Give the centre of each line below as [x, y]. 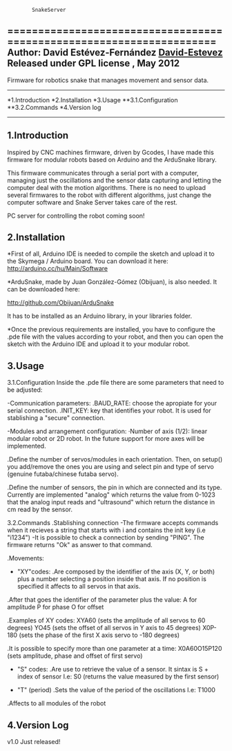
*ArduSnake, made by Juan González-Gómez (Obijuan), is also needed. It [112, 282]
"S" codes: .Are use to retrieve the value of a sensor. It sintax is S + [113, 669]
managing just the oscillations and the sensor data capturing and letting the [115, 180]
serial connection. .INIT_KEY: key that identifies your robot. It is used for [109, 410]
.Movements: [26, 558]
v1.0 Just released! [34, 742]
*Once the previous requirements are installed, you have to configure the [111, 330]
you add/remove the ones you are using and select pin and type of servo [110, 467]
